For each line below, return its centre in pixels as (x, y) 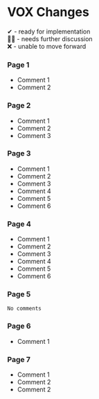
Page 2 (19, 105)
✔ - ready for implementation (49, 31)
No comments (24, 309)
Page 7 (19, 359)
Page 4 (19, 224)
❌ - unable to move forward (47, 46)
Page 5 (19, 294)
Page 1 (18, 65)
